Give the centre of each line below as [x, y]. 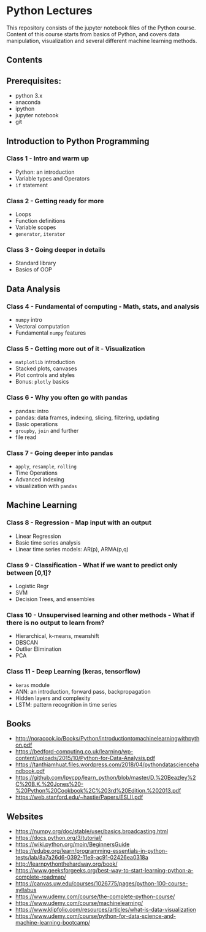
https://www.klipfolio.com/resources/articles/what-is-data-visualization [105, 910]
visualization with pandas [46, 486]
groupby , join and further [47, 430]
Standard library [36, 263]
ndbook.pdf [30, 771]
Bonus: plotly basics [42, 382]
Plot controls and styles [45, 375]
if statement [31, 185]
